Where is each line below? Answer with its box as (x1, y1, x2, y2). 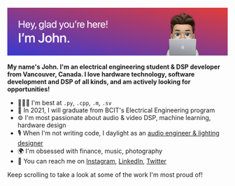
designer (17, 138, 43, 147)
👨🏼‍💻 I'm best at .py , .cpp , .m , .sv (17, 98, 112, 107)
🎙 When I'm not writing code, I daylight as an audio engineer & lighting (17, 128, 220, 137)
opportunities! (7, 85, 50, 93)
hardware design (17, 121, 66, 129)
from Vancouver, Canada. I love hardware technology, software (7, 69, 195, 78)
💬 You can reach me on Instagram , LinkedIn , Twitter (17, 157, 166, 165)
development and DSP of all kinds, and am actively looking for (7, 77, 191, 86)
